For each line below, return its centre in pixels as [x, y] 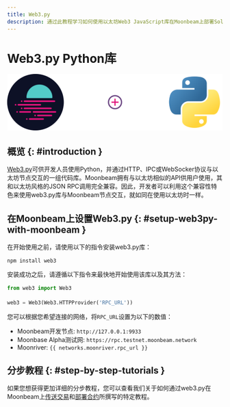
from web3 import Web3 [39, 288]
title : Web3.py [29, 14]
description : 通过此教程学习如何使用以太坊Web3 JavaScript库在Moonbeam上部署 [111, 22]
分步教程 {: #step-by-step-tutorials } [86, 370]
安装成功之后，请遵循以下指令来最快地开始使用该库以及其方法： [97, 274]
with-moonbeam [43, 229]
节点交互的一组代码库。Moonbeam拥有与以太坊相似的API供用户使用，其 [121, 178]
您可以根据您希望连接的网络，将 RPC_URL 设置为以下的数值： [90, 316]
